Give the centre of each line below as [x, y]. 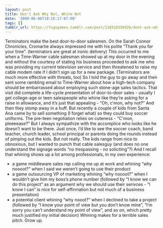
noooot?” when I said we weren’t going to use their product [71, 169]
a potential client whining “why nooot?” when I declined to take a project [84, 200]
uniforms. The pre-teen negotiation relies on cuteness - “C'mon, [69, 119]
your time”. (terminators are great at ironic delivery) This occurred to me [77, 52]
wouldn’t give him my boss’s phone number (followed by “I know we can [84, 179]
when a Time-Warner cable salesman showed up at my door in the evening [80, 57]
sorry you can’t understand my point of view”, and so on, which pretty [82, 210]
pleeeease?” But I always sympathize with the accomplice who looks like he [81, 123]
